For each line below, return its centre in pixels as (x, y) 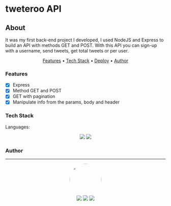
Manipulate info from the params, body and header (66, 102)
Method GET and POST (37, 91)
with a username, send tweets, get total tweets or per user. (67, 51)
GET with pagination (34, 96)
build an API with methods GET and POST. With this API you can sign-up (81, 45)
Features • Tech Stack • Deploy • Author (85, 61)
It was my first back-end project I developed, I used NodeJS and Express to (84, 40)
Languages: (18, 127)
